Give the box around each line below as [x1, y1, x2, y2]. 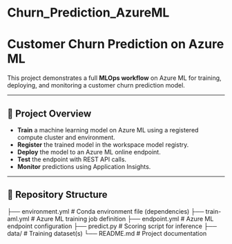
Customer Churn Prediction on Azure [7, 37, 224, 52]
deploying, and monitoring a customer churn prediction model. [7, 81, 185, 90]
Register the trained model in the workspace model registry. [17, 140, 189, 149]
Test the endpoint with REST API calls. [17, 155, 126, 163]
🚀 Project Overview [7, 108, 92, 119]
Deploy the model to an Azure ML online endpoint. [17, 148, 161, 156]
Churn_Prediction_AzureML [7, 5, 170, 21]
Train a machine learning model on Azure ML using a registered [17, 125, 199, 134]
